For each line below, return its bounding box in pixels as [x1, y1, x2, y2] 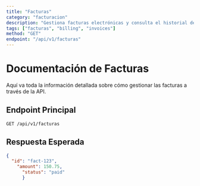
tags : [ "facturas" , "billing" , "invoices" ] [6, 25, 116, 31]
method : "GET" [6, 31, 42, 37]
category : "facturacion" [6, 14, 68, 20]
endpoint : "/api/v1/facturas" [6, 36, 82, 42]
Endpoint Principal [6, 105, 76, 115]
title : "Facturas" [6, 8, 52, 15]
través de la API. [6, 87, 46, 95]
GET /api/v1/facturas [6, 121, 60, 127]
